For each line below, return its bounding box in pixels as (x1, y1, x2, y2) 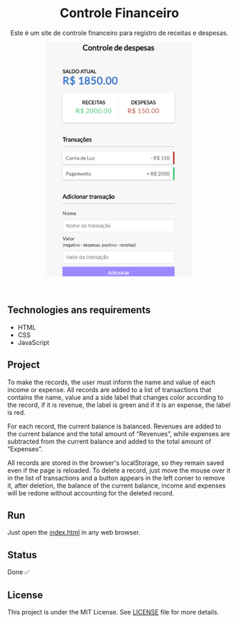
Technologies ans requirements (7, 304, 151, 316)
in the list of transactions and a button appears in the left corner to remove (7, 473, 225, 482)
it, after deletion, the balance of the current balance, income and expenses (7, 481, 226, 490)
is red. (7, 408, 26, 416)
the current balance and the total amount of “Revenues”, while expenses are (7, 429, 230, 438)
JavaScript (17, 338, 50, 346)
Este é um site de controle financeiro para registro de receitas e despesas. (10, 29, 229, 37)
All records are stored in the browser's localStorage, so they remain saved (7, 458, 225, 467)
